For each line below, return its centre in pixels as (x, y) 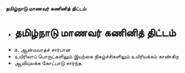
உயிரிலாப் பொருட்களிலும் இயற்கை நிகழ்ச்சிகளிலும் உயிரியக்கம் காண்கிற (96, 56)
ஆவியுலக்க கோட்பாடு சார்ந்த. (48, 63)
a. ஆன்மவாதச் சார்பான (43, 49)
